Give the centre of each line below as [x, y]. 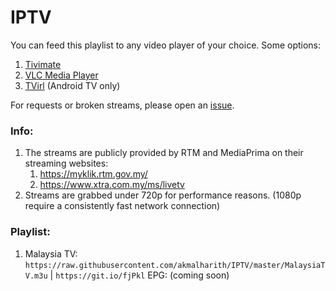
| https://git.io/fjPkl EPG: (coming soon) [139, 275]
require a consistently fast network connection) [122, 206]
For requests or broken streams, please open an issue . [122, 105]
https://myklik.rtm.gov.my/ [93, 174]
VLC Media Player [61, 75]
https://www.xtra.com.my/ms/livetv [112, 185]
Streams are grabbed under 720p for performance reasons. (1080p [163, 195]
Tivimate [43, 64]
